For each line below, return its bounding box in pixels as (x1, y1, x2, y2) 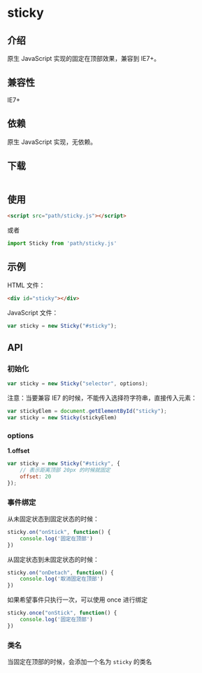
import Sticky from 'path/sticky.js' (7, 240, 117, 247)
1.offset (7, 447, 30, 455)
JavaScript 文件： (7, 308, 59, 317)
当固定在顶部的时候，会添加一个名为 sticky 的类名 (7, 658, 152, 666)
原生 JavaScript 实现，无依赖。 (7, 138, 97, 146)
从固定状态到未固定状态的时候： (7, 555, 99, 563)
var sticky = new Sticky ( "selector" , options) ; (7, 380, 149, 387)
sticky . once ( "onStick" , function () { (7, 609, 117, 616)
